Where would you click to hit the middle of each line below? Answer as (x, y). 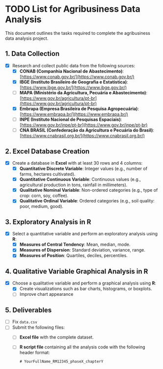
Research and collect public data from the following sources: (74, 65)
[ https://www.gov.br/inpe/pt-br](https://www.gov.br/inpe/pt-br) (83, 125)
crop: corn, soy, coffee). (44, 196)
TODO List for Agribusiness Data (73, 9)
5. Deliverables (28, 310)
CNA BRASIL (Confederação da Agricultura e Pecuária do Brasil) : (87, 130)
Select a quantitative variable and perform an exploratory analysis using (85, 234)
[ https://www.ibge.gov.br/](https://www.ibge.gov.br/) (73, 87)
